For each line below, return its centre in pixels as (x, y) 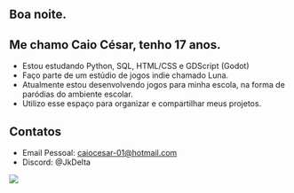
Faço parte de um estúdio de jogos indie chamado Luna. (125, 75)
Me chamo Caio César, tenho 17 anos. (115, 45)
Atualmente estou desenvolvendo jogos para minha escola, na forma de (154, 85)
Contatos (36, 131)
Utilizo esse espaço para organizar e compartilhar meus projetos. (142, 104)
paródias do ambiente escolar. (77, 94)
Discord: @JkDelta (56, 162)
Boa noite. (38, 15)
